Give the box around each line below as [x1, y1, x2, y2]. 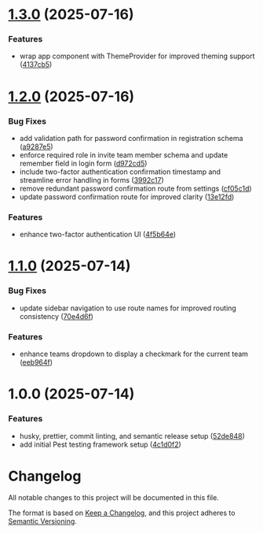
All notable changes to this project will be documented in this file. [8, 493, 220, 502]
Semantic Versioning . [8, 517, 77, 526]
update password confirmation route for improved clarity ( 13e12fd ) [19, 191, 235, 202]
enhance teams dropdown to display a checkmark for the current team [19, 349, 249, 359]
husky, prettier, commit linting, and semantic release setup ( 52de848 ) [19, 431, 246, 440]
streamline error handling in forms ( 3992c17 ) [19, 175, 164, 184]
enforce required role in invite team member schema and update [19, 150, 228, 159]
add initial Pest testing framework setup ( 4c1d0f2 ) [19, 439, 182, 449]
